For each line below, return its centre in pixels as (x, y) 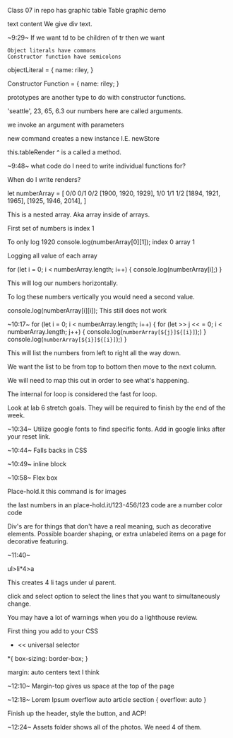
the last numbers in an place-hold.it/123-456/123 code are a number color (115, 505)
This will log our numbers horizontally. (63, 283)
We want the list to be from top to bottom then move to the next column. (112, 367)
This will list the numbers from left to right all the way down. (94, 353)
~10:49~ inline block (37, 464)
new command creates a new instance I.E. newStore (84, 138)
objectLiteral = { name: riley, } (50, 70)
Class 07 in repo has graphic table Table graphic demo (87, 10)
